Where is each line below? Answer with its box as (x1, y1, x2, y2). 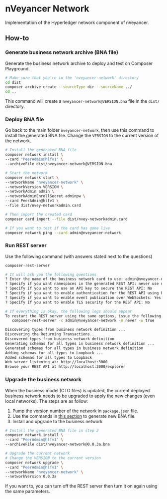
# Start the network (5, 170, 48, 175)
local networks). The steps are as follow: (5, 398, 88, 404)
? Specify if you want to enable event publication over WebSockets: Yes (5, 295, 162, 300)
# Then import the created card (5, 212, 72, 217)
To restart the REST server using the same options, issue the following (5, 313, 162, 318)
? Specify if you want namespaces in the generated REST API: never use (5, 281, 159, 286)
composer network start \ (5, 175, 59, 180)
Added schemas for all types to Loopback (5, 355, 92, 360)
